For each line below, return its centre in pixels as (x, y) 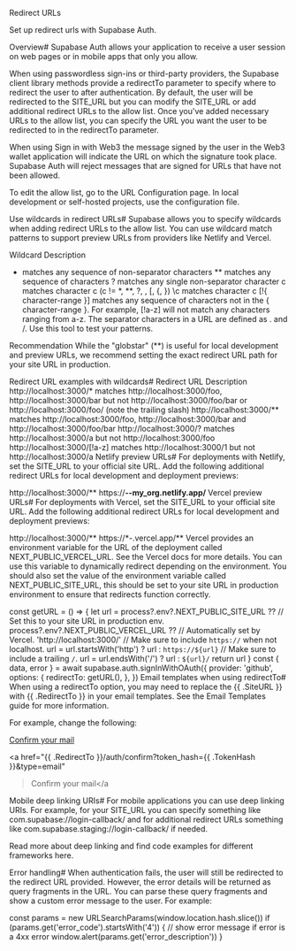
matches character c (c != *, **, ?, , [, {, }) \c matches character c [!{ (144, 291)
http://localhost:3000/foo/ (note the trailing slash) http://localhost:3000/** (144, 410)
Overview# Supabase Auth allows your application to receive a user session (147, 47)
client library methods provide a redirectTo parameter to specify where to (143, 83)
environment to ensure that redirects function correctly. (110, 594)
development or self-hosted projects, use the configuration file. (125, 202)
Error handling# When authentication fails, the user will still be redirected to (146, 872)
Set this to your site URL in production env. (87, 621)
